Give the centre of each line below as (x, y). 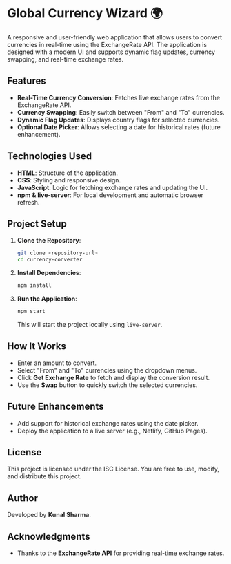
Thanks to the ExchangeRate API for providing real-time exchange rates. (121, 553)
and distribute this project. (44, 476)
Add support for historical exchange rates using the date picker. (108, 423)
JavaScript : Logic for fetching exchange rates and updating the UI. (112, 187)
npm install (34, 285)
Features (27, 81)
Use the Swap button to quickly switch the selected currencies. (107, 385)
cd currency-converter (50, 260)
